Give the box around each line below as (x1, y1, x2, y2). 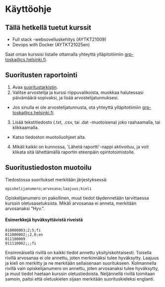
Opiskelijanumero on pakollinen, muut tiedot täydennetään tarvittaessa (5, 195, 149, 201)
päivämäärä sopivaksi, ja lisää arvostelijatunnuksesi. (12, 94, 119, 100)
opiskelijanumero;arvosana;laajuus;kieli (5, 186, 92, 191)
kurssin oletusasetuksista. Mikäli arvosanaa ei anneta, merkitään (5, 200, 137, 206)
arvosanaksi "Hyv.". (5, 205, 45, 212)
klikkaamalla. (12, 124, 39, 130)
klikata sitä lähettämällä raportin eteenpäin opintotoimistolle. (12, 149, 135, 155)
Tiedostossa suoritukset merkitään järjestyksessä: (5, 176, 108, 182)
